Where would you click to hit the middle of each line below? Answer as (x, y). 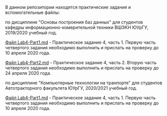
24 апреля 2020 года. (28, 73)
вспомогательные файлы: (32, 12)
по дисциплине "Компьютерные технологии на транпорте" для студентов (84, 83)
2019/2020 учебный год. (31, 33)
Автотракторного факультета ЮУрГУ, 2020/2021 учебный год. (71, 88)
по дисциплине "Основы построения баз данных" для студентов (74, 22)
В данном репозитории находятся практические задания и (68, 7)
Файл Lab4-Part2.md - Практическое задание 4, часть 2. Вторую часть (81, 62)
